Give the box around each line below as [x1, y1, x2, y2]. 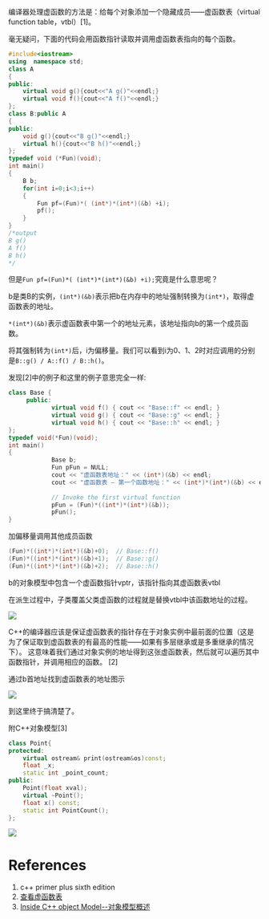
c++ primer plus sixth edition [19, 882, 116, 893]
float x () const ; [22, 799, 81, 807]
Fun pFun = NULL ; [50, 464, 110, 472]
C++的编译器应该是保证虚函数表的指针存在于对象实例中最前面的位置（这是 [8, 627, 255, 636]
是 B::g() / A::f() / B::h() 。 [8, 356, 109, 365]
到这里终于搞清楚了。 [8, 706, 78, 716]
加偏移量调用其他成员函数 [8, 531, 93, 541]
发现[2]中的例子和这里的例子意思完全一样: [8, 372, 147, 383]
